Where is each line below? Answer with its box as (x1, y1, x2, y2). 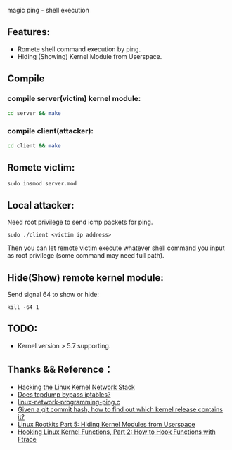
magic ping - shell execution (7, 6, 89, 14)
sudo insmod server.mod (7, 180, 77, 187)
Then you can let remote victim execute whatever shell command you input (7, 244, 225, 252)
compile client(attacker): (7, 126, 94, 136)
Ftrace (17, 435, 37, 443)
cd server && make (7, 110, 61, 117)
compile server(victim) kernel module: (7, 94, 141, 104)
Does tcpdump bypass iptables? (17, 390, 111, 399)
